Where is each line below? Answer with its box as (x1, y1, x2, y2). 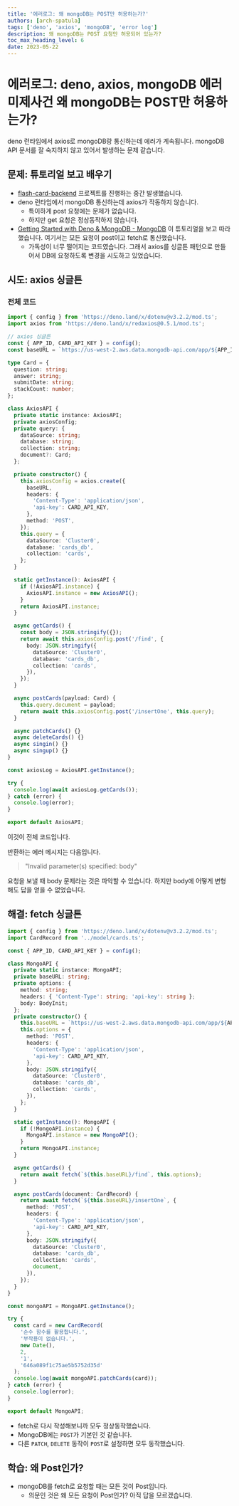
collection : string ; (20, 445, 81, 452)
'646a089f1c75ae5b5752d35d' (20, 1362, 103, 1369)
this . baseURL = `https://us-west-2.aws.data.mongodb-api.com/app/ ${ (20, 1019, 228, 1027)
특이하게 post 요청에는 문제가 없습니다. (28, 206, 137, 215)
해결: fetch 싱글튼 (7, 908, 82, 920)
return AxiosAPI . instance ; (20, 603, 100, 610)
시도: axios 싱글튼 (7, 274, 83, 286)
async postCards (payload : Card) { (14, 695, 116, 702)
